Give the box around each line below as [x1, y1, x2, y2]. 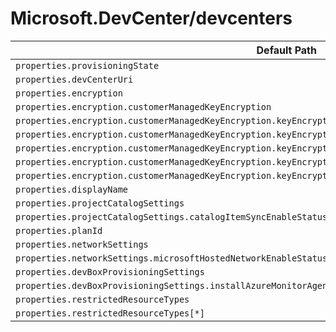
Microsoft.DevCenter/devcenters [10, 7, 293, 30]
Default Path [256, 43, 317, 57]
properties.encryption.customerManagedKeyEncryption [15, 101, 272, 112]
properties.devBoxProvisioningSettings [15, 266, 205, 277]
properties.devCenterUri [15, 73, 134, 85]
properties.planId [15, 225, 103, 236]
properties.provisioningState [15, 60, 160, 71]
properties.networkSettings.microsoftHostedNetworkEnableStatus [15, 252, 328, 264]
